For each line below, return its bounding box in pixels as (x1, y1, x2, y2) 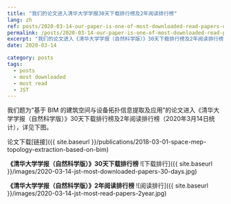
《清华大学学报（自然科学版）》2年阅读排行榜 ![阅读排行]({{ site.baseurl (7, 181, 208, 190)
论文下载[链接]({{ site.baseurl (7, 138, 90, 146)
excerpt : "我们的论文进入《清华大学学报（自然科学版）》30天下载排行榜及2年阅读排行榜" (7, 36, 227, 43)
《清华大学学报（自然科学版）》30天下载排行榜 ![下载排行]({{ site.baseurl (7, 159, 213, 168)
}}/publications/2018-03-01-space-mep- (91, 138, 207, 146)
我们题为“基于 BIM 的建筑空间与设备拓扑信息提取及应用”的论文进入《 (7, 106, 201, 114)
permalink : (7, 29, 38, 36)
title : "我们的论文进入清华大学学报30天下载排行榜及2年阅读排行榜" (7, 10, 177, 17)
